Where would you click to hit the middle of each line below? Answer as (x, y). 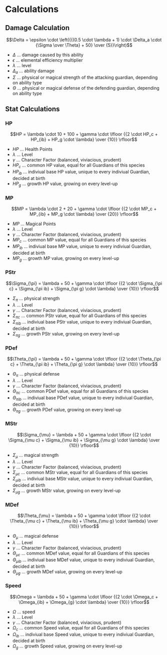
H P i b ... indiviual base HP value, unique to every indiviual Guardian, (81, 173)
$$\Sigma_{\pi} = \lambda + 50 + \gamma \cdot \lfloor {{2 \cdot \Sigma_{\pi (84, 283)
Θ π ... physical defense (36, 375)
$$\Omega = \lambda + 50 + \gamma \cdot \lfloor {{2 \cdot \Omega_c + (84, 597)
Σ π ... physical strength (36, 299)
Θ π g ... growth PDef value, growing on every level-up (67, 410)
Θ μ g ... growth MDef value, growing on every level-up (67, 572)
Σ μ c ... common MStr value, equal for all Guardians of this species (80, 473)
